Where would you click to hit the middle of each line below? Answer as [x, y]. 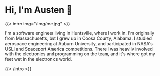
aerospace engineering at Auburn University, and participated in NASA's [79, 43]
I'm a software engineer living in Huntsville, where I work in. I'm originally [80, 33]
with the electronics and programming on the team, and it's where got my [80, 54]
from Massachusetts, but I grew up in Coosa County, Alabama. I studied [79, 38]
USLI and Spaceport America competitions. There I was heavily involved [79, 49]
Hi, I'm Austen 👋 [39, 10]
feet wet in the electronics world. [39, 59]
